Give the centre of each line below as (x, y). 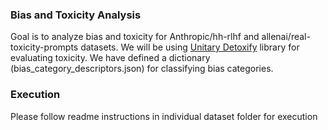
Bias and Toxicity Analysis (76, 15)
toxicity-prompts (44, 47)
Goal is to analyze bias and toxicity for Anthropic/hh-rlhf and (135, 37)
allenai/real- (286, 37)
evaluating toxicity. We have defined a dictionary (110, 58)
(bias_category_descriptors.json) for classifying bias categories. (142, 69)
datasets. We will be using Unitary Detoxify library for (190, 47)
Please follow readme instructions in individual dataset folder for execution (164, 116)
